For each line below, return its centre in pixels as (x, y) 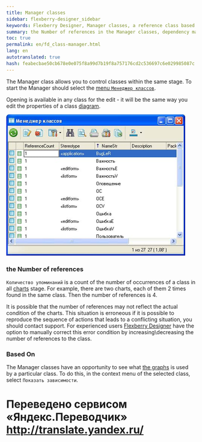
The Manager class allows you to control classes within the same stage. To (99, 81)
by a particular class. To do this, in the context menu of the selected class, (98, 374)
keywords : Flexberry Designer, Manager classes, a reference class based (101, 25)
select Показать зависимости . (42, 380)
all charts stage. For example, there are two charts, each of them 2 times (96, 288)
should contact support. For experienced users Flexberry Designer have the (100, 326)
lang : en (17, 51)
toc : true (19, 38)
